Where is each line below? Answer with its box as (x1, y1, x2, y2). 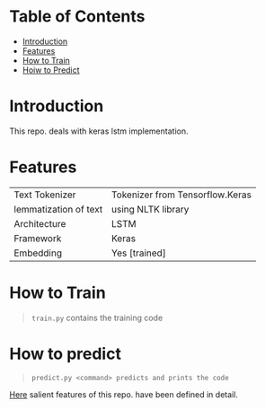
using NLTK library (110, 203, 190, 215)
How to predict (9, 344, 121, 364)
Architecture (13, 217, 66, 230)
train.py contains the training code (31, 312, 163, 323)
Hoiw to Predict (22, 65, 80, 75)
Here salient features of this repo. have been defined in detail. (9, 388, 238, 400)
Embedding (13, 247, 63, 259)
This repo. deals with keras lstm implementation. (9, 126, 189, 136)
